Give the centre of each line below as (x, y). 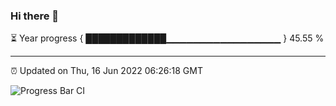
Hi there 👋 (35, 16)
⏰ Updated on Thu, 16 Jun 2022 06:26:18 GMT (106, 71)
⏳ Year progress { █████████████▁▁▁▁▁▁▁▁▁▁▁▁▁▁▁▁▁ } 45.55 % (167, 38)
